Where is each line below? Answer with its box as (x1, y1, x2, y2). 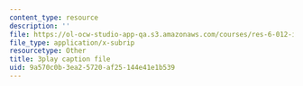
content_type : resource (9, 13, 99, 22)
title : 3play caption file (9, 55, 111, 64)
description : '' (9, 21, 70, 30)
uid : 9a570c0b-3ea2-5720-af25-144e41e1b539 (9, 64, 176, 73)
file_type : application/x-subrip (9, 38, 135, 47)
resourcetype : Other (9, 47, 87, 56)
